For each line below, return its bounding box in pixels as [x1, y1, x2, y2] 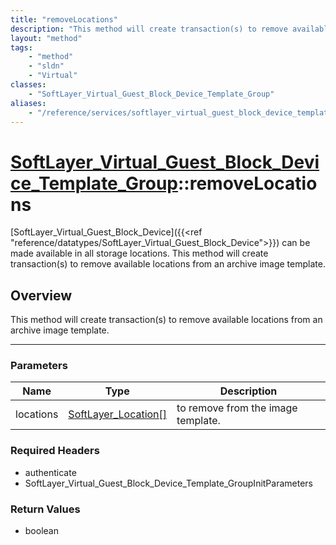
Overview [10, 287, 73, 304]
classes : [10, 80, 47, 90]
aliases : [10, 98, 47, 108]
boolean [24, 525, 59, 537]
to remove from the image [176, 401, 298, 415]
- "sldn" [28, 61, 65, 71]
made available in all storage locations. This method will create [10, 247, 269, 260]
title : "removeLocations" [10, 14, 118, 25]
